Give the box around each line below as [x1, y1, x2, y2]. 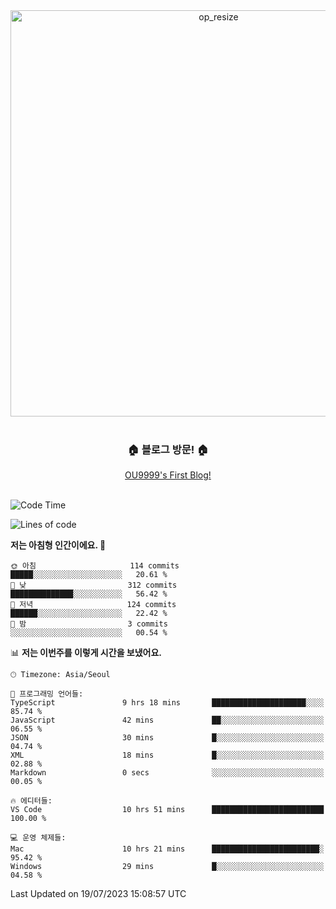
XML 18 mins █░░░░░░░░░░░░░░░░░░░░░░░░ [10, 750, 325, 761]
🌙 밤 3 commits [10, 619, 168, 629]
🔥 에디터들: [10, 796, 53, 806]
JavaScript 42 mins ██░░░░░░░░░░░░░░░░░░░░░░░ [10, 715, 325, 726]
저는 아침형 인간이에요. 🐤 [10, 539, 107, 551]
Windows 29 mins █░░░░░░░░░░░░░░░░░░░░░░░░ [10, 862, 325, 872]
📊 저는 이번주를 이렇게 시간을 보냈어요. [10, 647, 163, 659]
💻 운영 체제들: [10, 833, 67, 843]
